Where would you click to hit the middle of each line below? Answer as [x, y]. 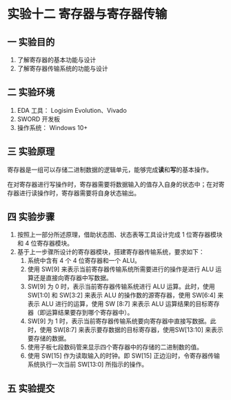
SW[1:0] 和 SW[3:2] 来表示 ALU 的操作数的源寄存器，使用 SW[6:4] [121, 296]
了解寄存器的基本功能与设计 [57, 60]
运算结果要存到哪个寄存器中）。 [90, 313]
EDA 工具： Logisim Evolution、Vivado [72, 110]
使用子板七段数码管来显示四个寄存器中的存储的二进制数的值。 [115, 347]
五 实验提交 [31, 388]
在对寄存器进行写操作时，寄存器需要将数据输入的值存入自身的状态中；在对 [113, 184]
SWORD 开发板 [39, 119]
